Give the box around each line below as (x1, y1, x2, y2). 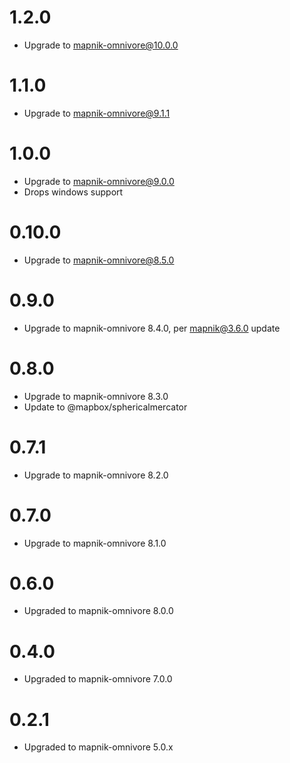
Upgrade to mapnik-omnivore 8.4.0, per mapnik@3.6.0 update (23, 322, 281, 334)
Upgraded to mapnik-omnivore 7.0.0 (23, 673, 173, 685)
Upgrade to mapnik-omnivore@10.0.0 (23, 39, 179, 51)
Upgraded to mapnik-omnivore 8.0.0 (23, 605, 174, 617)
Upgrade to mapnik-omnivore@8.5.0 (23, 254, 175, 266)
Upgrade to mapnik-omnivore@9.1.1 (23, 107, 171, 119)
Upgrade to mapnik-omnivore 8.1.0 (23, 537, 167, 549)
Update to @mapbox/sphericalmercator (23, 401, 188, 413)
